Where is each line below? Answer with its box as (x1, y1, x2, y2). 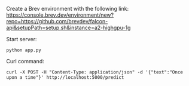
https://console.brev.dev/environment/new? (6, 11, 114, 19)
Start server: (6, 36, 37, 42)
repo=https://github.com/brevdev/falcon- (6, 18, 108, 24)
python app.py (6, 47, 42, 53)
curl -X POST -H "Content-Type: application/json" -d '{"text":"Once (6, 69, 184, 75)
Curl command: (6, 58, 44, 64)
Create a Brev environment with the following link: (6, 5, 129, 12)
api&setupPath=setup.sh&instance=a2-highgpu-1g (6, 24, 131, 31)
